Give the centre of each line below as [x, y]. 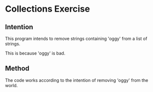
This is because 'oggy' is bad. [35, 53]
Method [17, 68]
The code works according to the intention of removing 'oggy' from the [77, 80]
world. [11, 85]
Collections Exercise [48, 9]
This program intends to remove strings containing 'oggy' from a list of [76, 38]
